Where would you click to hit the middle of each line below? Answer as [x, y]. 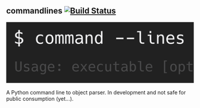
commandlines [34, 11]
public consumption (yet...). [40, 99]
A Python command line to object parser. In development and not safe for [96, 93]
